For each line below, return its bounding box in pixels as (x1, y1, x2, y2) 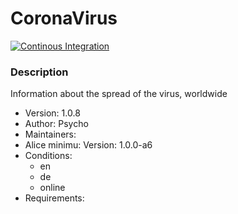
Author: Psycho (24, 118, 89, 130)
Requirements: (24, 192, 85, 204)
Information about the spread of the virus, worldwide (10, 88, 228, 100)
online (39, 182, 66, 194)
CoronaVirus (10, 7, 118, 30)
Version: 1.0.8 (24, 107, 81, 119)
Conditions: (24, 150, 73, 162)
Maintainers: (24, 128, 77, 141)
